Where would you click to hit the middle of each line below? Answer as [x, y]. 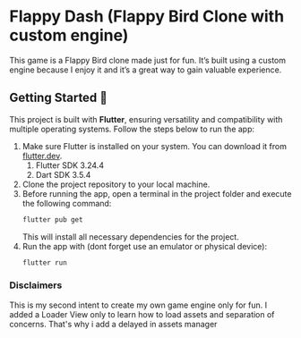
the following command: [67, 203]
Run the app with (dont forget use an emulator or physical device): [144, 246]
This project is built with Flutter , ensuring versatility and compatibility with [146, 119]
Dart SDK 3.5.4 [63, 174]
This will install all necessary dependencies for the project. [130, 237]
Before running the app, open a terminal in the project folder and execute [157, 193]
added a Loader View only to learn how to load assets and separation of [142, 314]
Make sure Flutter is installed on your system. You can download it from [154, 146]
